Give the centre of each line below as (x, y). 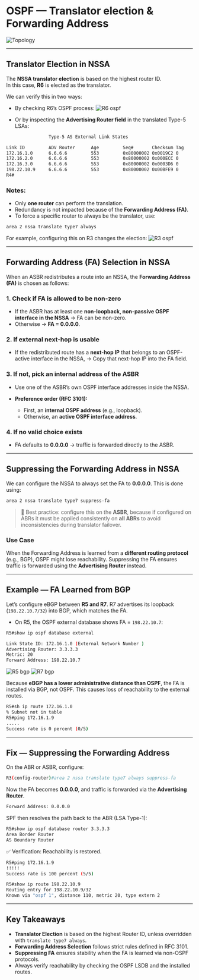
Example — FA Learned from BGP (68, 590)
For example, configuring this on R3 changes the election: (77, 238)
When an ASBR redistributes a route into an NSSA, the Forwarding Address (98, 277)
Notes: (16, 190)
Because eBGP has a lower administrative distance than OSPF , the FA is (95, 683)
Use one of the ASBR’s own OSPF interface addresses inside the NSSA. (102, 387)
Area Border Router (30, 835)
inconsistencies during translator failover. (71, 524)
